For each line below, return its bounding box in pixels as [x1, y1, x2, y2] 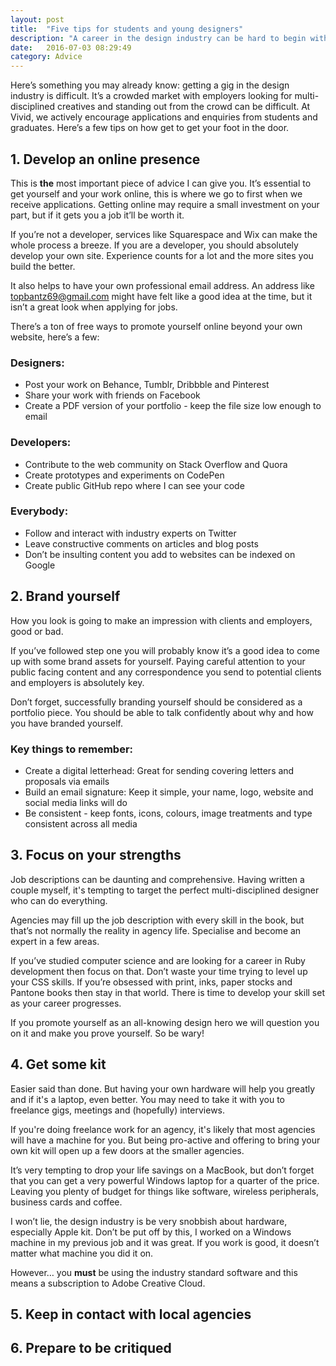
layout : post [10, 14, 65, 25]
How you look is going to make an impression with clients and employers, [10, 614, 313, 626]
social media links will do [24, 796, 128, 808]
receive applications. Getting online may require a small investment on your [10, 198, 320, 210]
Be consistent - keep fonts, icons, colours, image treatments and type [24, 807, 313, 819]
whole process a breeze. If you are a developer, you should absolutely [10, 239, 299, 251]
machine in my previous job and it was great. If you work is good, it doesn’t [10, 1236, 320, 1248]
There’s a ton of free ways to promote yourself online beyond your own [10, 320, 303, 332]
